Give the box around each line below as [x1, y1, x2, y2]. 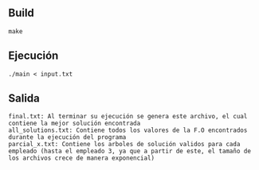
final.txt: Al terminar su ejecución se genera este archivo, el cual [8, 113, 248, 121]
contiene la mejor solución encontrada [8, 119, 141, 128]
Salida [8, 91, 40, 106]
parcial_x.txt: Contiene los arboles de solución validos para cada [8, 141, 241, 149]
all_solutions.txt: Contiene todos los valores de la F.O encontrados [8, 126, 248, 134]
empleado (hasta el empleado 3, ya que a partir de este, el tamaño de [8, 147, 251, 156]
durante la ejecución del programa [8, 133, 127, 141]
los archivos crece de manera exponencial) [8, 154, 155, 162]
